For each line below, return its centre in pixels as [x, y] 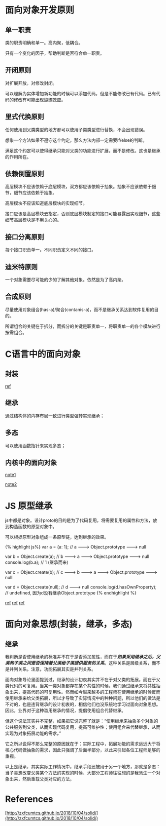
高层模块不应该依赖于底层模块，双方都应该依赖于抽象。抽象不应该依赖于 [78, 187]
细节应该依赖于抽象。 [35, 193]
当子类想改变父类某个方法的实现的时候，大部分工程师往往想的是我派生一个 [81, 773]
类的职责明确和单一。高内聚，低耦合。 [44, 43]
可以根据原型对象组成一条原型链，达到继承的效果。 [57, 537]
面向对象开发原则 [40, 10]
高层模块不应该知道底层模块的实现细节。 [46, 203]
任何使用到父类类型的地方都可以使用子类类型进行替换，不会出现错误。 [76, 129]
